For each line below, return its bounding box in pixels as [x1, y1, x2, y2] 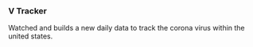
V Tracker [8, 5, 48, 16]
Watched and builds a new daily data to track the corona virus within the [8, 23, 245, 33]
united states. [8, 31, 53, 41]
